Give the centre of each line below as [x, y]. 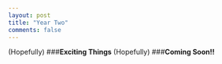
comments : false [35, 30]
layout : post [30, 15]
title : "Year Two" [38, 23]
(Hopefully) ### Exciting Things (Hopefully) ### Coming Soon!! [111, 52]
